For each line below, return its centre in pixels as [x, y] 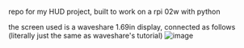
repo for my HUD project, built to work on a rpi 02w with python [114, 12]
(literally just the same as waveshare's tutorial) [86, 36]
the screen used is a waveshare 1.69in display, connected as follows [122, 27]
